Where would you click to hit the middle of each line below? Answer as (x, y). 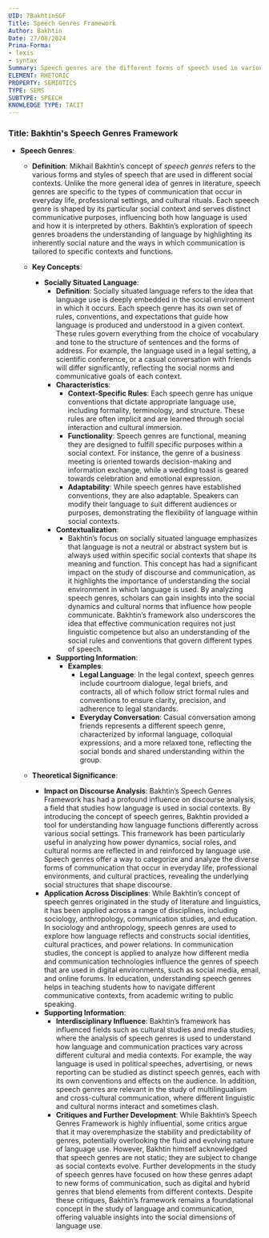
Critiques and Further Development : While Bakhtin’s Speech (157, 1115)
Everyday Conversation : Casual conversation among (168, 717)
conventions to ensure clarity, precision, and (153, 700)
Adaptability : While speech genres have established (155, 487)
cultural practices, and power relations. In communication (139, 944)
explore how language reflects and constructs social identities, (147, 936)
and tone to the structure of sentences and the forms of (148, 343)
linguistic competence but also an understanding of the (159, 632)
